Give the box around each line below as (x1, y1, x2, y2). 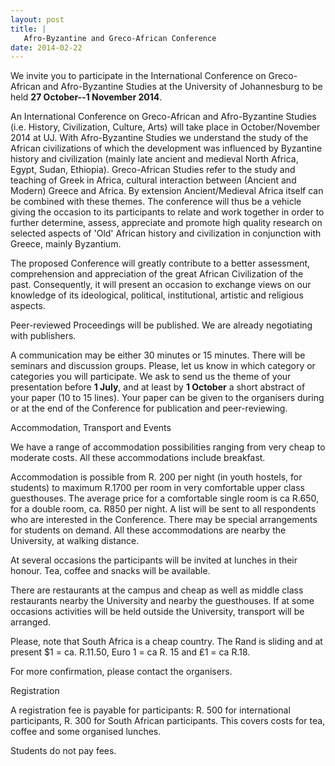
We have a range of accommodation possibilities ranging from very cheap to (10, 441, 326, 453)
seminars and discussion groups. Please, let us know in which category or (10, 360, 316, 372)
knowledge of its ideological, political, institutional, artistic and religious (10, 289, 304, 301)
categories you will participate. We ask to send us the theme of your (10, 371, 292, 383)
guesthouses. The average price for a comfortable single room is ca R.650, (10, 492, 320, 505)
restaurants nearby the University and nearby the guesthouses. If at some (10, 595, 315, 607)
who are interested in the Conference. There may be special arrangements (10, 514, 318, 526)
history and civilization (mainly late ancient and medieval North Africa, (10, 153, 299, 165)
